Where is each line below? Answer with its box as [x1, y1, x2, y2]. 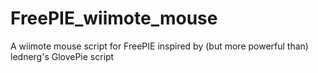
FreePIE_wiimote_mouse [10, 7, 218, 30]
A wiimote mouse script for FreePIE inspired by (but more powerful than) [10, 40, 309, 52]
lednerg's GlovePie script [10, 50, 115, 62]
